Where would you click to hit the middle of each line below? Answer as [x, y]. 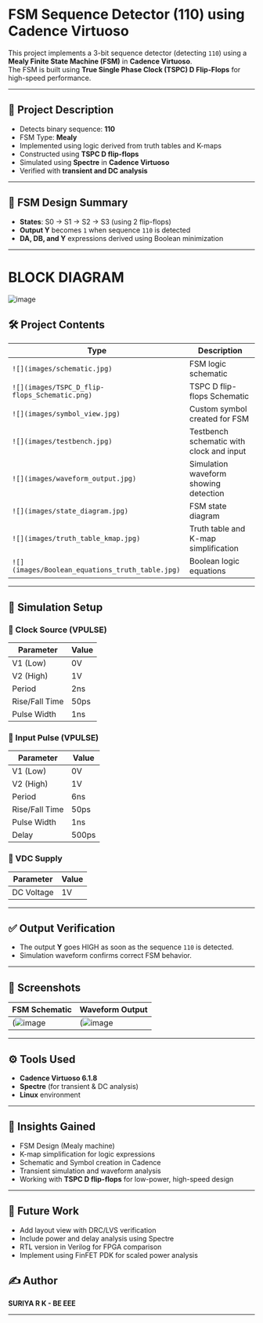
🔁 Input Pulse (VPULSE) [54, 737]
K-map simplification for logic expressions [87, 1154]
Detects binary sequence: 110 [67, 129]
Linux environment [50, 1095]
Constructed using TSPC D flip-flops [79, 154]
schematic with [217, 441]
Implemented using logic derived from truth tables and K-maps [120, 145]
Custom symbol [218, 409]
